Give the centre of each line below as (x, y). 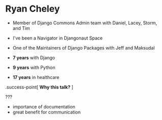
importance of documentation (44, 106)
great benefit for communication (47, 112)
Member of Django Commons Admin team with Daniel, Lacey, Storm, (85, 23)
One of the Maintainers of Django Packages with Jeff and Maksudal (84, 48)
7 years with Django (34, 57)
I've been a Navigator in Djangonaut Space (58, 38)
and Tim (21, 28)
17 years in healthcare (36, 77)
